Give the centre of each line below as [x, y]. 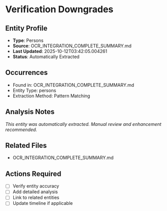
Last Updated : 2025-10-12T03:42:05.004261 [60, 51]
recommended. [21, 129]
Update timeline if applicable [43, 203]
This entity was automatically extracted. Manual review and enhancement [83, 124]
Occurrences [26, 73]
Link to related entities [36, 198]
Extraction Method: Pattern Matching [51, 96]
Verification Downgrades [59, 9]
